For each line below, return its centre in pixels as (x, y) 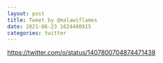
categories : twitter (37, 33)
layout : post (26, 13)
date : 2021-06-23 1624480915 (49, 26)
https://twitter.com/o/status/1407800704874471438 (81, 53)
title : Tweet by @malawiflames (52, 20)
